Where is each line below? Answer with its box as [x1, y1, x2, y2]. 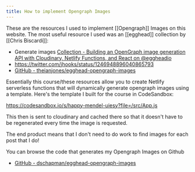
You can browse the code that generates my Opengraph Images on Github [6, 148, 185, 155]
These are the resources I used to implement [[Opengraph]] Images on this [6, 24, 186, 31]
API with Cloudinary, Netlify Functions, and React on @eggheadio [14, 54, 172, 61]
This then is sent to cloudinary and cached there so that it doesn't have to [6, 113, 183, 120]
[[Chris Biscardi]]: [6, 37, 49, 44]
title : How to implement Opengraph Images [6, 8, 111, 15]
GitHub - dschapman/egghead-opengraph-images [14, 159, 136, 166]
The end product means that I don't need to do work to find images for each [6, 131, 189, 138]
